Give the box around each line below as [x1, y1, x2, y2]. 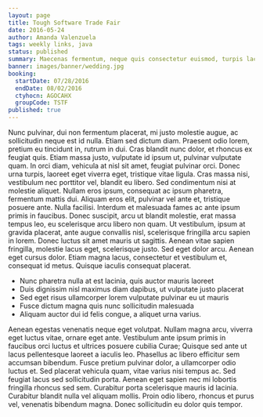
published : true [8, 107, 61, 114]
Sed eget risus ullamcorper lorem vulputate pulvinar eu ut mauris [19, 293, 229, 302]
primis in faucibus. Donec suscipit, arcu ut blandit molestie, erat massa [8, 211, 236, 220]
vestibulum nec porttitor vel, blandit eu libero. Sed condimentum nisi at [8, 178, 236, 187]
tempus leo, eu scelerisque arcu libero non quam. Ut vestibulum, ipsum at [8, 219, 246, 228]
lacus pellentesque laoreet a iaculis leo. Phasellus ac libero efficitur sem [8, 350, 240, 359]
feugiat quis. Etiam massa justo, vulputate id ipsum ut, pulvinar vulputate [8, 153, 242, 161]
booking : [8, 70, 37, 78]
